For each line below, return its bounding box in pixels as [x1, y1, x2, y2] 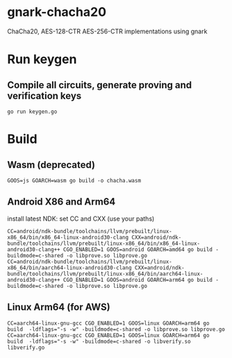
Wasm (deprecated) [7, 159, 96, 171]
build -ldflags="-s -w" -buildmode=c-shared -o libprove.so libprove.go [7, 325, 226, 333]
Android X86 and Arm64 [7, 196, 116, 208]
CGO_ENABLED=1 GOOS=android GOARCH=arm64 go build [63, 276, 213, 283]
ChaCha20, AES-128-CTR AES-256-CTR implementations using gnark [7, 27, 208, 35]
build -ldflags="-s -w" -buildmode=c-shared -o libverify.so [7, 338, 191, 345]
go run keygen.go [7, 108, 58, 115]
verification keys [7, 89, 82, 101]
